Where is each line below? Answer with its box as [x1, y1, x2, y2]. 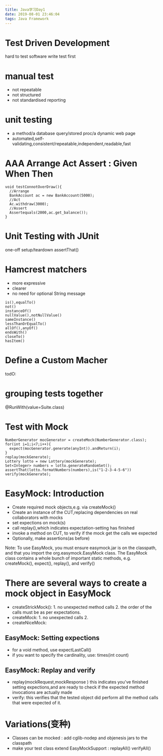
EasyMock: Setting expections [5, 634, 100, 642]
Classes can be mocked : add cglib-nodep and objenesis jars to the [12, 735, 147, 741]
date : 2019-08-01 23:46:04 [5, 12, 60, 17]
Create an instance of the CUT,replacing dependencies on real [12, 509, 138, 515]
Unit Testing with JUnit [5, 231, 99, 242]
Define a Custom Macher [5, 355, 108, 366]
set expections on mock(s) [12, 519, 66, 526]
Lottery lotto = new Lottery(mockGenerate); [5, 459, 97, 464]
